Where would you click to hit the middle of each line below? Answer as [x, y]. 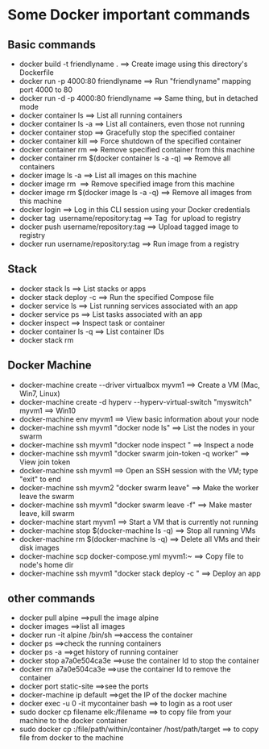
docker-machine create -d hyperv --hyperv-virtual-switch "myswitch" [136, 402]
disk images [39, 547]
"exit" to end [40, 479]
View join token [45, 462]
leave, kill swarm [47, 513]
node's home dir [46, 564]
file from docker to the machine [71, 738]
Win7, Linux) [40, 393]
